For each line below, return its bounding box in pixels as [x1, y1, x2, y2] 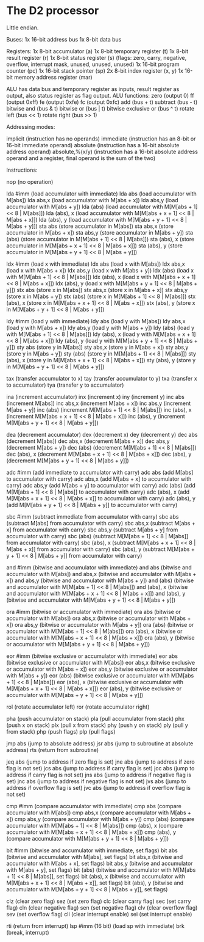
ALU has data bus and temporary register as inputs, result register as [6, 85, 180, 92]
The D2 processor [6, 4, 99, 18]
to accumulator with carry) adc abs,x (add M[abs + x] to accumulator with [6, 475, 192, 483]
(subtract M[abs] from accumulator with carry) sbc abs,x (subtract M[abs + [6, 519, 196, 527]
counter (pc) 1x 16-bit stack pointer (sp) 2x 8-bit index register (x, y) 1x [6, 67, 184, 74]
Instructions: [6, 166, 38, 173]
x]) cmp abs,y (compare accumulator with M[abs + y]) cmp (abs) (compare [6, 815, 195, 822]
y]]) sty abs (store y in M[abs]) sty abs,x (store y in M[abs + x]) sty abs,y [6, 343, 189, 351]
